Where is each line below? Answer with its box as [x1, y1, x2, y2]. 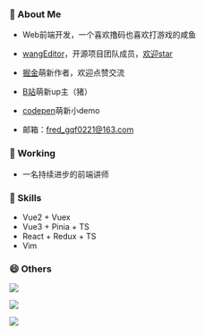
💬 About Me [9, 8, 62, 21]
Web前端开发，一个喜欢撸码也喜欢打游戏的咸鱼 [21, 29, 197, 40]
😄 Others [9, 263, 52, 275]
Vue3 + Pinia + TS [21, 221, 90, 231]
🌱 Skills [9, 191, 42, 204]
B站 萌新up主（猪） [21, 87, 92, 97]
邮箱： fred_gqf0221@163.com [21, 124, 134, 135]
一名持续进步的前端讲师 [21, 169, 109, 180]
